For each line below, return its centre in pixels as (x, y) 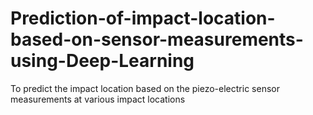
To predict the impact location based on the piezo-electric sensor (145, 88)
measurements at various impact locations (98, 99)
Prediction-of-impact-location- (143, 18)
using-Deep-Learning (102, 61)
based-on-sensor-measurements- (157, 39)
